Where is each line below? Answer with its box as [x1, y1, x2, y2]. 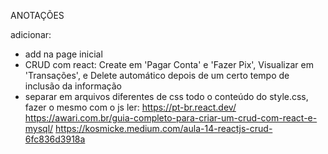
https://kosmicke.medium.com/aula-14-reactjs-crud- [55, 123, 273, 134]
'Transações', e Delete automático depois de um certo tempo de [24, 70, 290, 81]
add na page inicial [24, 48, 103, 60]
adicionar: [10, 29, 52, 40]
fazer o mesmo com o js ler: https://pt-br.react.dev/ [24, 101, 237, 113]
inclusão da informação [24, 80, 122, 92]
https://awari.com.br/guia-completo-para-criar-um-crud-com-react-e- [24, 112, 318, 124]
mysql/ [24, 123, 54, 134]
